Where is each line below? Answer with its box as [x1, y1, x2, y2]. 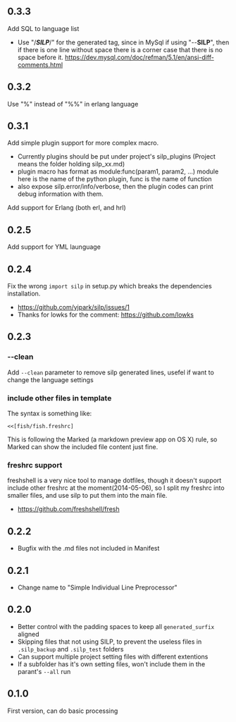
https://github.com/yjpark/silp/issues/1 [17, 303, 130, 312]
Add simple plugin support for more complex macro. [7, 139, 159, 147]
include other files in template [7, 393, 112, 403]
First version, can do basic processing [7, 706, 118, 715]
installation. [7, 289, 41, 298]
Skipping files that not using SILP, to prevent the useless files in [17, 637, 202, 646]
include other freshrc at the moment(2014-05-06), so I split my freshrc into [7, 484, 225, 492]
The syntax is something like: [7, 409, 92, 418]
